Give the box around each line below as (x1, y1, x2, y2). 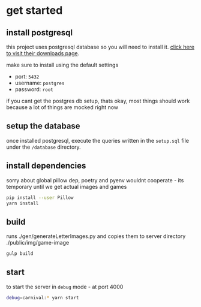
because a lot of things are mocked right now (6, 104, 119, 111)
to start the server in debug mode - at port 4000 (6, 283, 124, 290)
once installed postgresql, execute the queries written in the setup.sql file (6, 137, 189, 144)
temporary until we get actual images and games (6, 183, 127, 190)
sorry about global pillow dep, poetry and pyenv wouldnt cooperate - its (6, 176, 184, 183)
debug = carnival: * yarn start (6, 294, 79, 300)
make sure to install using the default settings (6, 61, 119, 68)
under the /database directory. (6, 143, 81, 151)
